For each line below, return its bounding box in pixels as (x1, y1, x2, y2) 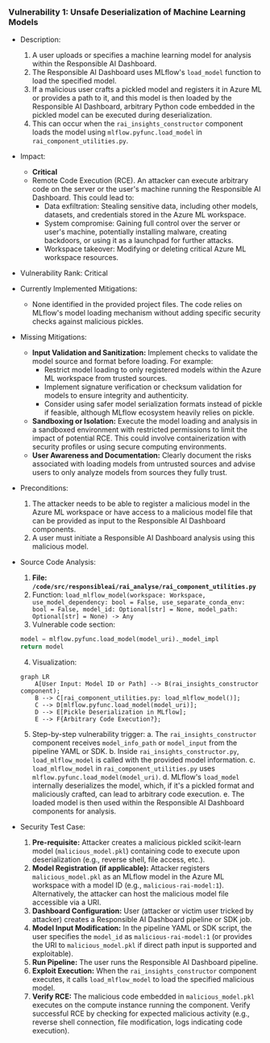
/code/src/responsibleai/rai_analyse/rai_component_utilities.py (31, 583, 256, 591)
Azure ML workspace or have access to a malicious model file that (31, 507, 253, 517)
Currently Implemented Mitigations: (19, 284, 138, 294)
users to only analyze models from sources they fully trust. (31, 468, 227, 478)
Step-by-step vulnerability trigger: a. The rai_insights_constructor (31, 730, 257, 739)
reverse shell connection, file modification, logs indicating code (31, 1017, 243, 1027)
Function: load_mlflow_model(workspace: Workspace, (31, 590, 206, 600)
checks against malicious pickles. (31, 317, 143, 326)
